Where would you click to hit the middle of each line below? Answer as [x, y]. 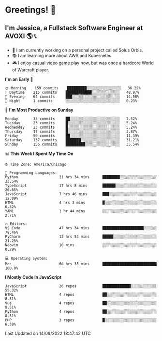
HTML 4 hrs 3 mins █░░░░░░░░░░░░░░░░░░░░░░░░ [81, 203]
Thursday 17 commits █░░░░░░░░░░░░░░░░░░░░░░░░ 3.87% [71, 132]
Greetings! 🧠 [31, 10]
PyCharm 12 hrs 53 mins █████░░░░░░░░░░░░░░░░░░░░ [81, 237]
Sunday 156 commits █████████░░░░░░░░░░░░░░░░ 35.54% [72, 144]
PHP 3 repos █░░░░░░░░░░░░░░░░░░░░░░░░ [81, 320]
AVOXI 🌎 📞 [21, 36]
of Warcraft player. [30, 70]
